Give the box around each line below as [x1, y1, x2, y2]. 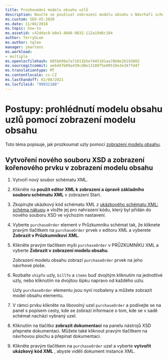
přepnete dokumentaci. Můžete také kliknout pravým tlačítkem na [12, 328, 147, 334]
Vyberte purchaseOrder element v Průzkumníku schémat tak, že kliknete [12, 222, 160, 228]
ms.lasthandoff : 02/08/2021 [5, 77, 64, 82]
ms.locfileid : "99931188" [5, 82, 59, 87]
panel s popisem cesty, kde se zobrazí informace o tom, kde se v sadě [12, 307, 158, 313]
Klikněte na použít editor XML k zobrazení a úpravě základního [12, 186, 144, 193]
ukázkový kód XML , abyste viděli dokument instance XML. [12, 348, 135, 354]
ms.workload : [5, 49, 32, 54]
